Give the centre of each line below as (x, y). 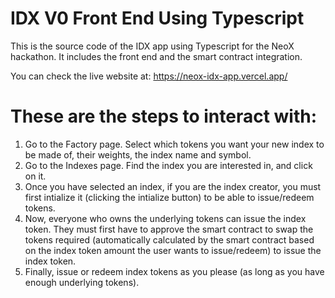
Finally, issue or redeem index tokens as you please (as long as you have (174, 271)
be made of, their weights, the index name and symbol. (138, 154)
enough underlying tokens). (82, 282)
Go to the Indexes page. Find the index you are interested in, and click (168, 165)
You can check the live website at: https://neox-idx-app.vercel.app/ (149, 76)
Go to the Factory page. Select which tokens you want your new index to (174, 144)
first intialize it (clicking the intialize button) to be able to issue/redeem (169, 197)
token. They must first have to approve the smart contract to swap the (169, 229)
